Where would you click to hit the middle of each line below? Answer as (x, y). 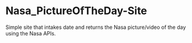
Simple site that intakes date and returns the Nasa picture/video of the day (96, 27)
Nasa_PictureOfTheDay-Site (77, 11)
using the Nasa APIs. (31, 33)
